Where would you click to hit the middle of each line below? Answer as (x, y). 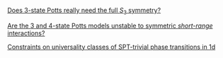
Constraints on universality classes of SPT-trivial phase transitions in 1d (111, 47)
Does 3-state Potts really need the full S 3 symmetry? (84, 11)
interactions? (26, 33)
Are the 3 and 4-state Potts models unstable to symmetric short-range (110, 25)
